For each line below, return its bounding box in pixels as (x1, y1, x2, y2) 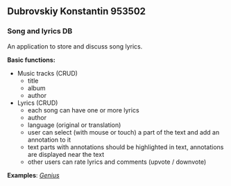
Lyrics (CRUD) (17, 99, 58, 107)
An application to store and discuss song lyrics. (7, 42, 143, 51)
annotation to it (27, 135, 71, 144)
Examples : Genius (7, 171, 60, 179)
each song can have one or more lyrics (27, 105, 140, 114)
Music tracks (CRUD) (17, 69, 78, 77)
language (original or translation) (27, 121, 121, 129)
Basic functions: (7, 56, 55, 64)
